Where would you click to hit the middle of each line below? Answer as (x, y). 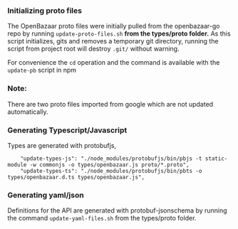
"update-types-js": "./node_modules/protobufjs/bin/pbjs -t (111, 159)
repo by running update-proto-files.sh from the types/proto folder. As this (119, 33)
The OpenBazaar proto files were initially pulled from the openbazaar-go (114, 26)
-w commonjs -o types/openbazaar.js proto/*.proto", (110, 165)
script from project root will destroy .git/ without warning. (93, 49)
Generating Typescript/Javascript (67, 130)
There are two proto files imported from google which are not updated (110, 104)
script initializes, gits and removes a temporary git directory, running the (113, 41)
